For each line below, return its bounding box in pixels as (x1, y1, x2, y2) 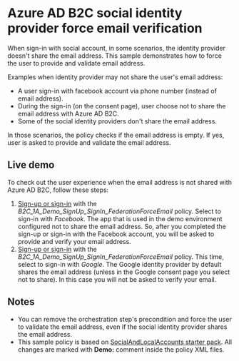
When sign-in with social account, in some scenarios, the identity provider (7, 44, 226, 52)
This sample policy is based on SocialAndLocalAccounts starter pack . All (17, 337, 233, 346)
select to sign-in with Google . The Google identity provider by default (17, 260, 222, 268)
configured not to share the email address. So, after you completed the (17, 222, 227, 230)
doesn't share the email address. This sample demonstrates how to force (7, 51, 223, 60)
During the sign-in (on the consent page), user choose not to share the (17, 101, 226, 110)
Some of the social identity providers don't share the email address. (17, 116, 218, 126)
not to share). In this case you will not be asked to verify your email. (17, 275, 217, 283)
